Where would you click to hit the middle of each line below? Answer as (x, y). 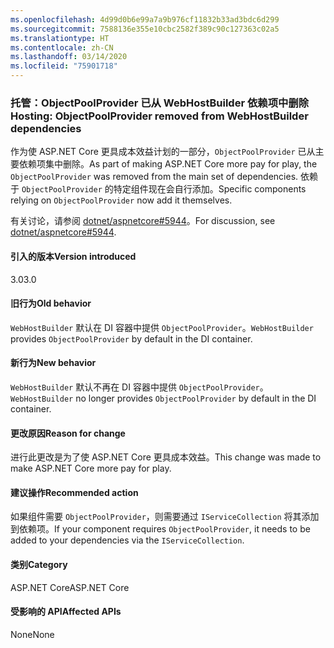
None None (32, 634)
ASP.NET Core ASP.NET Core (70, 587)
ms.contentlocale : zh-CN (62, 47)
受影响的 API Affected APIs (66, 612)
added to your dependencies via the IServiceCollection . (127, 540)
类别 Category (39, 564)
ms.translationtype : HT (60, 38)
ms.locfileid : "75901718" (64, 66)
